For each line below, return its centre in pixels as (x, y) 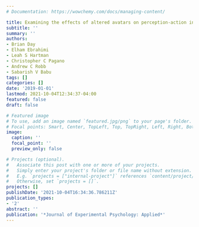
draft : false (22, 105)
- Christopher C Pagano (36, 61)
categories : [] (25, 83)
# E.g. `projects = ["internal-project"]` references (76, 176)
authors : (17, 39)
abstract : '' (22, 209)
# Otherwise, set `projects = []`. (53, 181)
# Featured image (28, 116)
